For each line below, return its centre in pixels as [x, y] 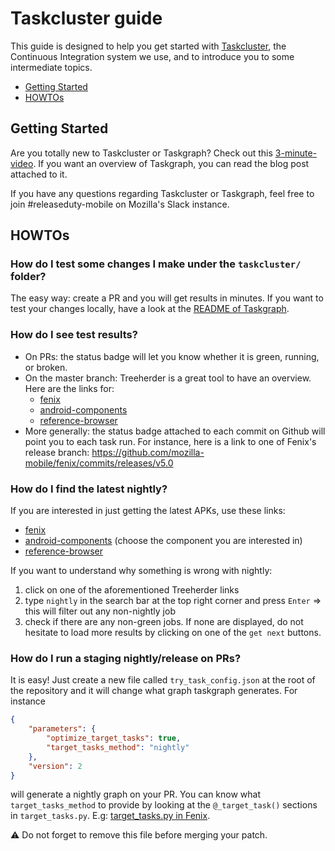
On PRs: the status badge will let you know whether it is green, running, [172, 356]
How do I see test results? [74, 335]
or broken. [46, 367]
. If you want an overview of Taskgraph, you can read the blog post [171, 163]
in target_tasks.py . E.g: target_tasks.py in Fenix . [110, 816]
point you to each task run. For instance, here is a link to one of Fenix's [170, 441]
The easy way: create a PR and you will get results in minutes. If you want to [167, 298]
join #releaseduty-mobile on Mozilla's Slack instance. [120, 204]
